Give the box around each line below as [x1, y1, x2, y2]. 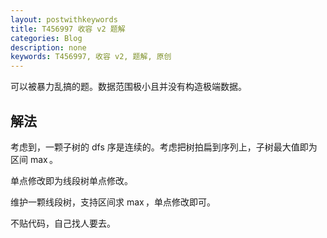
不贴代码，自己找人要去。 [10, 217, 116, 229]
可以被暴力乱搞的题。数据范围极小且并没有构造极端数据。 [10, 81, 247, 93]
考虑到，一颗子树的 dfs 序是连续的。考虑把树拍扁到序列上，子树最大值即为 [10, 141, 318, 153]
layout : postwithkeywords [10, 14, 118, 25]
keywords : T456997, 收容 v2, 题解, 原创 [10, 52, 172, 62]
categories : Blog [10, 33, 83, 43]
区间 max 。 [10, 153, 59, 165]
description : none [10, 42, 87, 53]
